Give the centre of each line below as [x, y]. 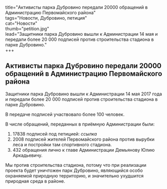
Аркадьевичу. [28, 155]
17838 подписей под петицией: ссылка [55, 134]
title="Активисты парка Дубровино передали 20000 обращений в [76, 7]
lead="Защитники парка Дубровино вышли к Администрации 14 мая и [81, 34]
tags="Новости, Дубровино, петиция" [46, 18]
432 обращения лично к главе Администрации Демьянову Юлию [84, 150]
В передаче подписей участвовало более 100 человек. [65, 114]
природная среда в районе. [35, 181]
